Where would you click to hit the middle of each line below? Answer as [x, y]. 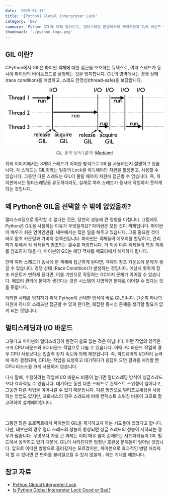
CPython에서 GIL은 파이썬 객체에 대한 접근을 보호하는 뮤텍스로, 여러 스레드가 [80, 67]
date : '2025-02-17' [26, 11]
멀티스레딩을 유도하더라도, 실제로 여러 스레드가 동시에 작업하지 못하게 [95, 183]
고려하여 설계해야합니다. [29, 402]
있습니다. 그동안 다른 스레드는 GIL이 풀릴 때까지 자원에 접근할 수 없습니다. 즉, [80, 176]
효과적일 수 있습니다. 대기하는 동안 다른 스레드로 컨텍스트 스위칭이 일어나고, [88, 383]
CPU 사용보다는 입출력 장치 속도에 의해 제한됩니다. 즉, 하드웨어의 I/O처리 [82, 353]
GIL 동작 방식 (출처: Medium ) [84, 153]
